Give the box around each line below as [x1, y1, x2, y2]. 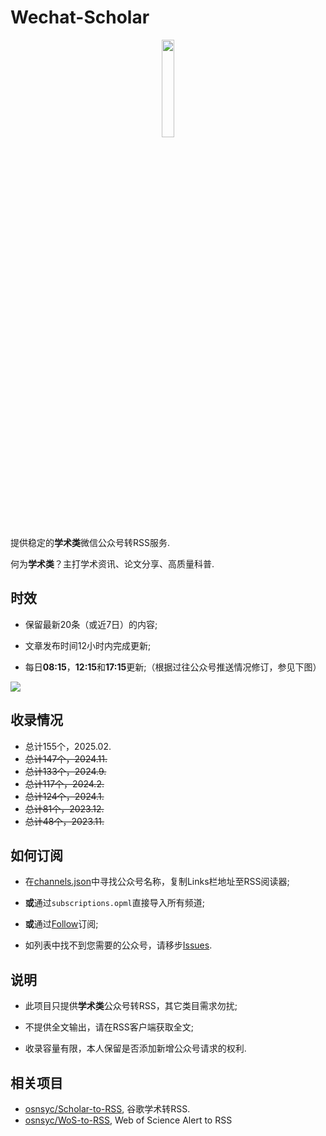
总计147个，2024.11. [24, 752, 108, 765]
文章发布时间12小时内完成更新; [24, 639, 152, 651]
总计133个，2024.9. [24, 765, 107, 777]
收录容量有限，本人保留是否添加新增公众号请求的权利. [24, 1042, 247, 1055]
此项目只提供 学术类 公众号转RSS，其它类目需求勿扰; [24, 1000, 238, 1012]
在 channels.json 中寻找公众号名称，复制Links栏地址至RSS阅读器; [24, 876, 290, 888]
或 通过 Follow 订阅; [24, 918, 99, 930]
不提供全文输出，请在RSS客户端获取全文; [24, 1021, 194, 1033]
